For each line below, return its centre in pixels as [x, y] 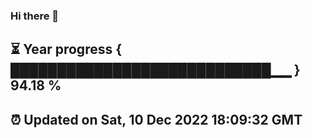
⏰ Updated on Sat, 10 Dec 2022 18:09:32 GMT [156, 119]
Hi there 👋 [35, 16]
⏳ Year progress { [66, 49]
